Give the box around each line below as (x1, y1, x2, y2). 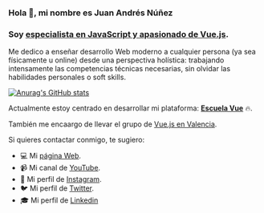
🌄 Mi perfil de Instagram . (19, 175, 102, 184)
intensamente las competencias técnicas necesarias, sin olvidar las (8, 64, 231, 74)
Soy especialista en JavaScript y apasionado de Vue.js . (8, 28, 229, 39)
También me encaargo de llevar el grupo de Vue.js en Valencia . (8, 119, 217, 129)
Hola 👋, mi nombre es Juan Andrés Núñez (8, 7, 173, 18)
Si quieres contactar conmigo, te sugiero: (8, 135, 145, 145)
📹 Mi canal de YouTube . (19, 163, 101, 173)
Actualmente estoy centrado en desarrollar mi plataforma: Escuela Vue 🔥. (8, 103, 253, 113)
